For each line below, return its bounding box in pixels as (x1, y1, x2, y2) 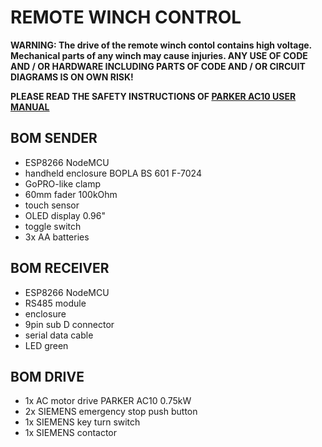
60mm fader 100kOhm (24, 188, 118, 200)
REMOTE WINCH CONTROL (10, 6, 242, 29)
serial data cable (24, 329, 94, 341)
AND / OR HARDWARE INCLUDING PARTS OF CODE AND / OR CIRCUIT (10, 60, 306, 72)
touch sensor (24, 199, 80, 211)
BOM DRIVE (10, 368, 85, 385)
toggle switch (24, 220, 82, 232)
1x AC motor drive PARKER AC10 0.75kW (24, 395, 192, 407)
